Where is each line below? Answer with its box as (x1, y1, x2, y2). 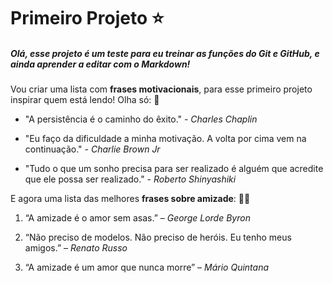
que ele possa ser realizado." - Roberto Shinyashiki (24, 173, 237, 185)
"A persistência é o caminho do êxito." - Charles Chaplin (24, 113, 258, 125)
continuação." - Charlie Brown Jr (24, 143, 161, 155)
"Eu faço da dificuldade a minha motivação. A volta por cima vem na (24, 133, 307, 145)
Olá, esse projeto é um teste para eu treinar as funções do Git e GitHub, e (10, 47, 320, 59)
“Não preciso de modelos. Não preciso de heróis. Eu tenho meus (24, 231, 292, 244)
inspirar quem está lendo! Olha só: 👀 (10, 94, 160, 106)
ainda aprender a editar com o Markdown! (10, 58, 191, 70)
